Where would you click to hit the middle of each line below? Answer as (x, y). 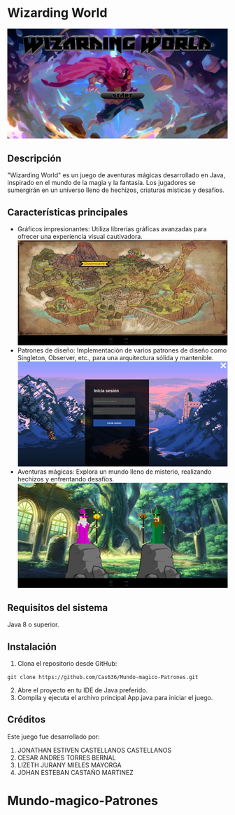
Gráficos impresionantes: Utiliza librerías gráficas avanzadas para (112, 229)
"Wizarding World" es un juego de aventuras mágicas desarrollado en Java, (116, 175)
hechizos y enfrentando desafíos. (66, 479)
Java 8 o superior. (33, 624)
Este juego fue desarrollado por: (54, 737)
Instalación (32, 646)
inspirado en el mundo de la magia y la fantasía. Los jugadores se (101, 183)
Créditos (27, 720)
